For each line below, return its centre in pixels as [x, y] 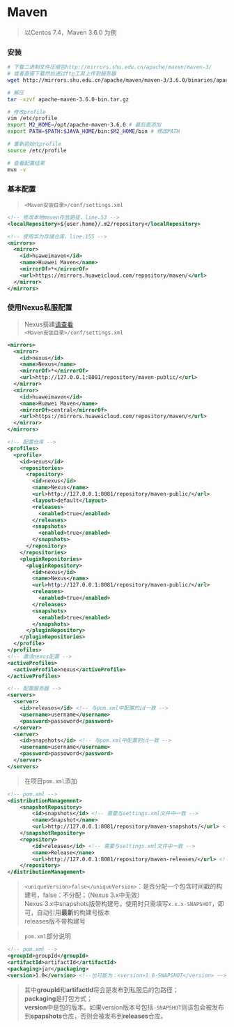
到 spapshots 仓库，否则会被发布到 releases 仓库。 [95, 1016]
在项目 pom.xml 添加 [50, 781]
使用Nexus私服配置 [40, 308]
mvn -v [17, 170]
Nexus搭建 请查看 [49, 324]
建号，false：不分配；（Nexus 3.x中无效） [84, 895]
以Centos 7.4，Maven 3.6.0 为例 [70, 32]
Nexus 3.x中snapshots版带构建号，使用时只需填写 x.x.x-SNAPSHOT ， [121, 904]
